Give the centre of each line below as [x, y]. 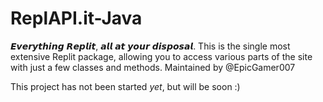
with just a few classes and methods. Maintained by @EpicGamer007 [153, 67]
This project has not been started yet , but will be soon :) [125, 86]
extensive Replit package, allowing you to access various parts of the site [161, 56]
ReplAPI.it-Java [76, 18]
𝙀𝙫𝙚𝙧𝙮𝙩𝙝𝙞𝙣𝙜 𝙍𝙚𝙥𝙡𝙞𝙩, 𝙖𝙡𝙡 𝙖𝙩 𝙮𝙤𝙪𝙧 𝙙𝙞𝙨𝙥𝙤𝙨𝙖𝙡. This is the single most [150, 46]
